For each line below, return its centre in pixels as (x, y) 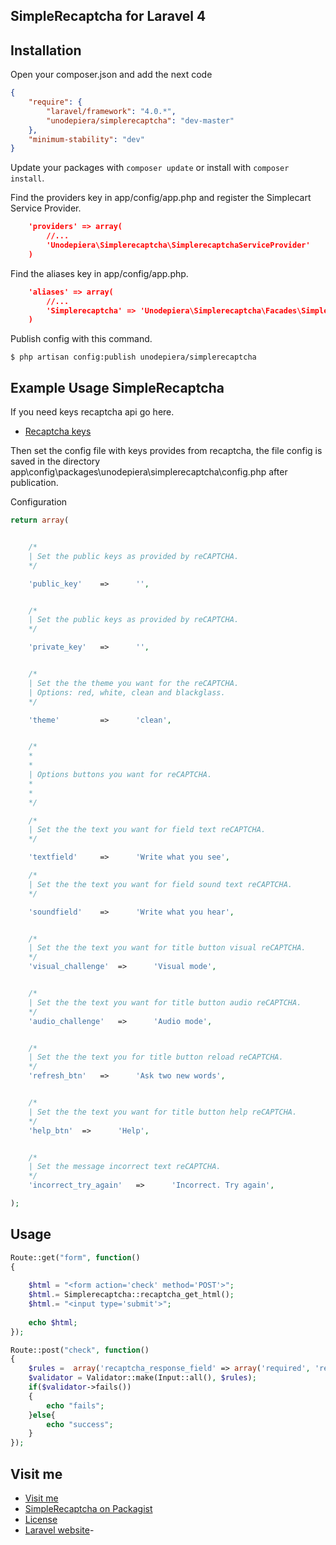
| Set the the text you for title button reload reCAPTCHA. (156, 1057)
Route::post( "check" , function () (80, 1350)
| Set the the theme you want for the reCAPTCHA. (134, 683)
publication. (34, 483)
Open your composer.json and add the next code (111, 75)
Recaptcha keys (58, 431)
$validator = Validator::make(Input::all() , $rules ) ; (142, 1378)
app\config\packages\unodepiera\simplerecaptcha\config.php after (149, 472)
